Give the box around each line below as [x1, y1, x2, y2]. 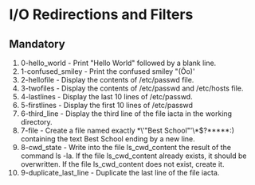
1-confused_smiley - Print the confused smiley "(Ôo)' [20, 67, 195, 76]
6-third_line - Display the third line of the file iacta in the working [20, 109, 233, 118]
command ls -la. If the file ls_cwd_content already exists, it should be [20, 151, 247, 160]
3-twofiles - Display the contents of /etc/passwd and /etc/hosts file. [20, 83, 244, 93]
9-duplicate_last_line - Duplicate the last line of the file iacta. [20, 168, 220, 177]
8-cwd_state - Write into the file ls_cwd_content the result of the [20, 143, 232, 152]
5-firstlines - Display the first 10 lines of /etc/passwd [20, 101, 194, 110]
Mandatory [9, 37, 66, 51]
